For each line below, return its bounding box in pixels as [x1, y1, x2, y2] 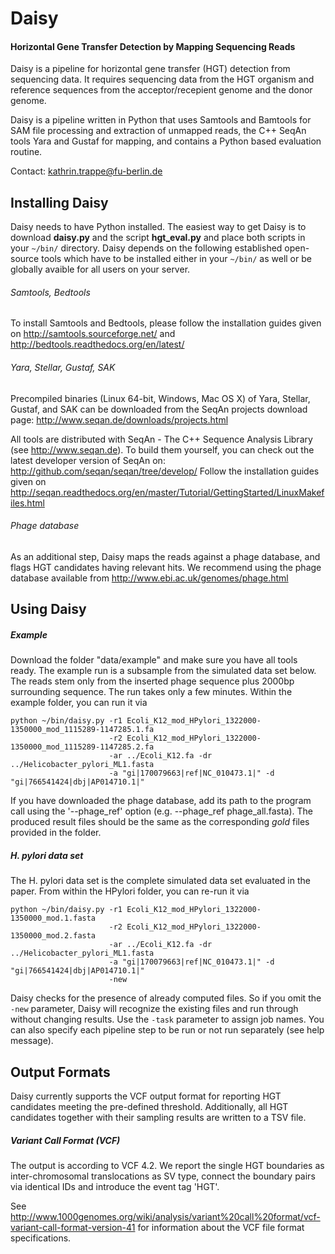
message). [10, 1035, 54, 1047]
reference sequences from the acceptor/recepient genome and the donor [10, 84, 313, 96]
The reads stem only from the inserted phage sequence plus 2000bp [10, 675, 295, 687]
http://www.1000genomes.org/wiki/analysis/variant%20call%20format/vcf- [10, 1210, 321, 1222]
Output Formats [10, 1063, 111, 1081]
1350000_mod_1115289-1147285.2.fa [10, 742, 155, 752]
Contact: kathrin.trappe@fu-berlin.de [10, 165, 163, 177]
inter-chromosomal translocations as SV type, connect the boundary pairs [10, 1170, 316, 1182]
